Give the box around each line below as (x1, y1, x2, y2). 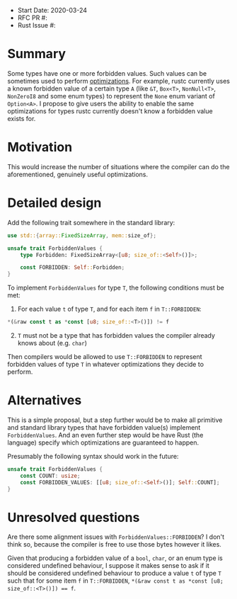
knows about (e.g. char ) (17, 339, 87, 348)
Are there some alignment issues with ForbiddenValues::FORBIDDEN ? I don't (7, 532, 225, 541)
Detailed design (7, 195, 102, 211)
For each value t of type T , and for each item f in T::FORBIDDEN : (17, 304, 202, 314)
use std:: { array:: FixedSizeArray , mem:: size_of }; (7, 232, 157, 239)
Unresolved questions (7, 509, 140, 525)
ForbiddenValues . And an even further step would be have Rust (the (7, 431, 204, 439)
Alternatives (7, 392, 82, 409)
